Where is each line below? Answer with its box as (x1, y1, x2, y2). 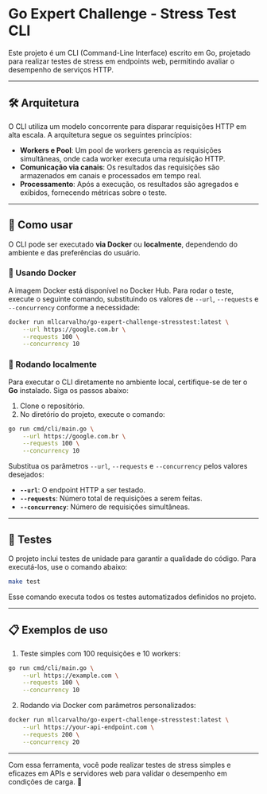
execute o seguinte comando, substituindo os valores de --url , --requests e (8, 294, 259, 303)
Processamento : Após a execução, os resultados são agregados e (19, 179, 239, 189)
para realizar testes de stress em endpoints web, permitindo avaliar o (8, 56, 235, 66)
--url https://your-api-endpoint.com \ (22, 723, 155, 732)
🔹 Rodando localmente (8, 359, 98, 370)
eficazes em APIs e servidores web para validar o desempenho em (8, 769, 228, 778)
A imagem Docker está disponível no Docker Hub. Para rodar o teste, (8, 286, 234, 295)
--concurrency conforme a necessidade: (8, 302, 141, 312)
